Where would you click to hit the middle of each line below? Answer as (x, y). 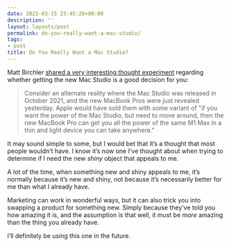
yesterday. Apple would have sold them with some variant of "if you (121, 108)
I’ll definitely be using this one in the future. (69, 236)
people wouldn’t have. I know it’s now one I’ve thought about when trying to (115, 151)
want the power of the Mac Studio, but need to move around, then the (124, 115)
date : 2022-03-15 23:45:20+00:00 (55, 14)
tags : (15, 40)
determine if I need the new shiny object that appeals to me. (93, 158)
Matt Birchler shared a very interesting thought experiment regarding (105, 72)
